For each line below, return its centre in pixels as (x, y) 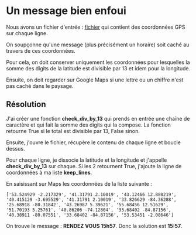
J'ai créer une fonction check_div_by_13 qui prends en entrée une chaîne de (98, 118)
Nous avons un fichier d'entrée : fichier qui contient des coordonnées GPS (96, 27)
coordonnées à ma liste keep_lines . (49, 172)
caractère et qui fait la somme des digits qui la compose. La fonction (89, 125)
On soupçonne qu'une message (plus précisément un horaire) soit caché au (98, 45)
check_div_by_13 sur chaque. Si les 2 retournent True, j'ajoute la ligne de (94, 166)
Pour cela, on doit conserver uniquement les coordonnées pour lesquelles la (98, 62)
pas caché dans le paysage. (40, 86)
